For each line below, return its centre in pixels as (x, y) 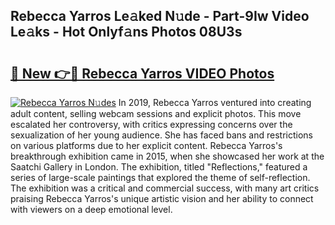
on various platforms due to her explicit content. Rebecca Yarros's (146, 145)
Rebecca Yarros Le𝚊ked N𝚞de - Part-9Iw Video (160, 16)
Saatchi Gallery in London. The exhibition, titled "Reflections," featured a (159, 167)
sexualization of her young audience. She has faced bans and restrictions (161, 135)
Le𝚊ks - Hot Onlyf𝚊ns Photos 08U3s (126, 32)
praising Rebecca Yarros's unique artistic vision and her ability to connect (162, 198)
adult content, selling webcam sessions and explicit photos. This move (156, 113)
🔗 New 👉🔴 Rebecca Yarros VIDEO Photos (142, 73)
